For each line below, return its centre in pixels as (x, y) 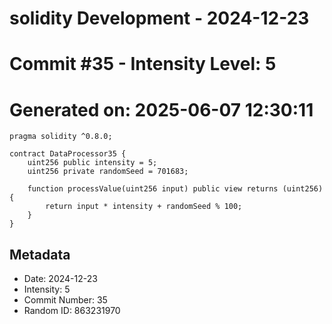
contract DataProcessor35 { (68, 154)
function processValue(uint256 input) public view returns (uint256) (175, 189)
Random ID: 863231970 (72, 311)
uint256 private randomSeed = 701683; (108, 172)
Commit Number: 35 (65, 300)
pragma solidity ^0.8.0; (61, 137)
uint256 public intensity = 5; (92, 163)
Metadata (40, 254)
